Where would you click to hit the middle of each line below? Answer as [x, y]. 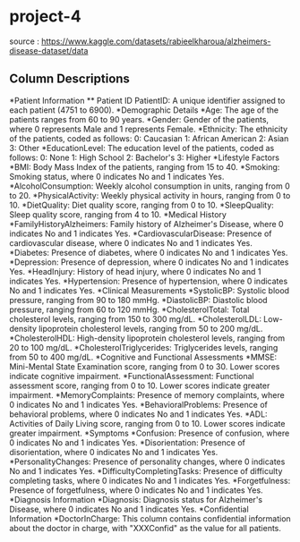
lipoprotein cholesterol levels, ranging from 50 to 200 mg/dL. [151, 328]
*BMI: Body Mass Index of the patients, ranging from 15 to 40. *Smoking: [145, 166]
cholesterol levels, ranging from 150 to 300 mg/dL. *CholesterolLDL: [136, 318]
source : [25, 41]
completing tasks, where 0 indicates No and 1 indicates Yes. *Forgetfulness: [150, 480]
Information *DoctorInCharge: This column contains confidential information [150, 518]
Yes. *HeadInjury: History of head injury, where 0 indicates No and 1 [135, 271]
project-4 [46, 17]
